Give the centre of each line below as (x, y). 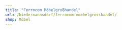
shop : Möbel (18, 19)
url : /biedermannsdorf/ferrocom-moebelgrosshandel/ (61, 15)
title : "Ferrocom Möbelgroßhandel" (43, 10)
